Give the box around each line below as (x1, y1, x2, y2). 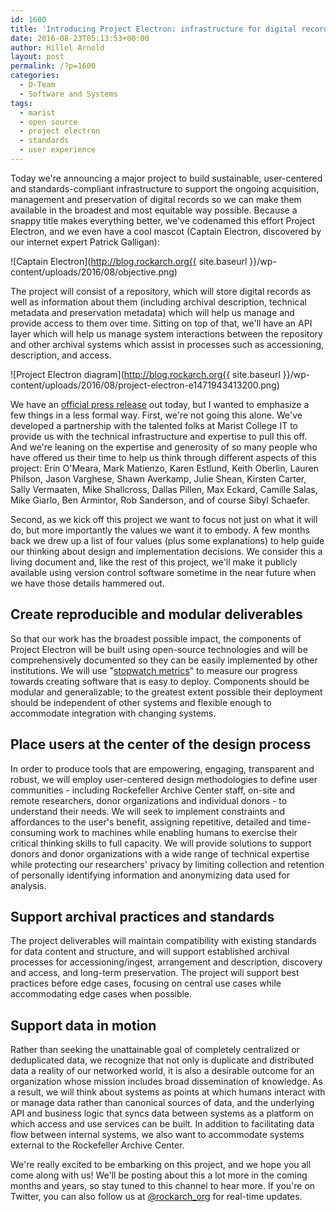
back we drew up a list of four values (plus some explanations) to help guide (10, 534, 325, 546)
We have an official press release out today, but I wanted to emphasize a (10, 398, 310, 410)
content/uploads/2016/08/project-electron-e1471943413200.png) (10, 379, 280, 391)
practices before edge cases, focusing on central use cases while (10, 977, 282, 990)
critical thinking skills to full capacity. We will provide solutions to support (10, 837, 312, 849)
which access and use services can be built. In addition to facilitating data (10, 1118, 315, 1130)
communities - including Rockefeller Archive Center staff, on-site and (10, 784, 296, 796)
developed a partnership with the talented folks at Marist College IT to (10, 419, 298, 431)
